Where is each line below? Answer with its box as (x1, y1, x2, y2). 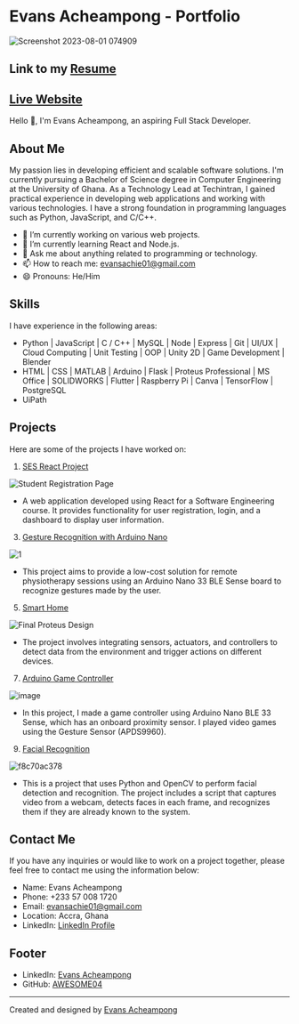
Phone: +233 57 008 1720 (21, 891, 117, 902)
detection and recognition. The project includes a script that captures (21, 787, 278, 798)
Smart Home (21, 602, 69, 613)
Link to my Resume (9, 61, 117, 77)
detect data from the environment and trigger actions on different (21, 646, 263, 657)
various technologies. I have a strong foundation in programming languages (9, 202, 287, 213)
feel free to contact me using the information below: (9, 865, 200, 875)
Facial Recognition (21, 743, 91, 754)
